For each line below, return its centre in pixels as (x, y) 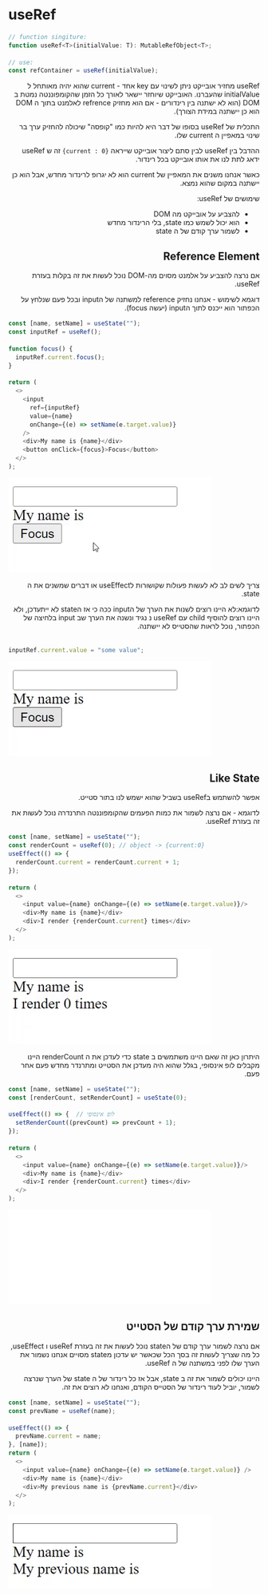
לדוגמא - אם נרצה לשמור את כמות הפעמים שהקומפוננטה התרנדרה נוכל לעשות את (136, 813)
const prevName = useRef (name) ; (62, 1411)
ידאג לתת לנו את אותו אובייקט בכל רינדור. (197, 159)
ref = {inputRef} (55, 408)
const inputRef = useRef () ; (55, 332)
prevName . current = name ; (59, 1436)
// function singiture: (48, 37)
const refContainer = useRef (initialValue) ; (83, 71)
